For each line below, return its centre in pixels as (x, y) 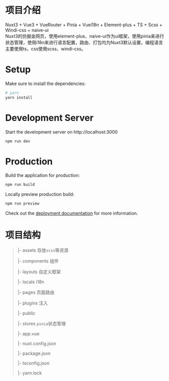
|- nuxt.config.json (37, 344)
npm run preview (22, 204)
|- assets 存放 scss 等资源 (43, 250)
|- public (26, 313)
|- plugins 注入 (33, 303)
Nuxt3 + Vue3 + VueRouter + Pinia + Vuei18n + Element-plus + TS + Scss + (84, 25)
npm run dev (18, 141)
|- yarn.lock (30, 373)
